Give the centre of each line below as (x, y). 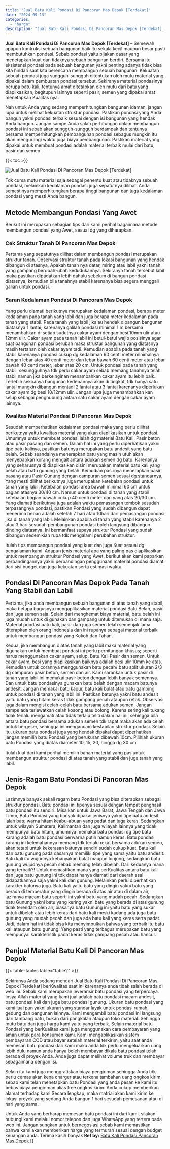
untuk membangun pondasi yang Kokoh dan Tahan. (59, 635)
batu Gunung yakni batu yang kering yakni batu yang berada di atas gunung (85, 902)
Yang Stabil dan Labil (39, 591)
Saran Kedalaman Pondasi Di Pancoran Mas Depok (69, 300)
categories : (18, 19)
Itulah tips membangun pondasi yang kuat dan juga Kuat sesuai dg (75, 545)
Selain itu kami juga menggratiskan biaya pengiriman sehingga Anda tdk (81, 1072)
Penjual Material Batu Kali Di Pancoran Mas (75, 950)
